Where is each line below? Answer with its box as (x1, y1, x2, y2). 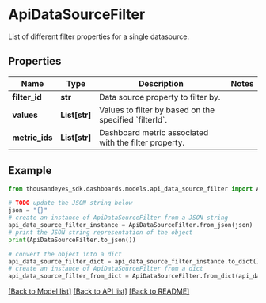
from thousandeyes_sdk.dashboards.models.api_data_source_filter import (8, 184, 253, 193)
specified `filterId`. (98, 114, 168, 125)
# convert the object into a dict (8, 250, 123, 258)
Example (8, 164, 52, 177)
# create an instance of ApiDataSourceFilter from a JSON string (8, 214, 228, 222)
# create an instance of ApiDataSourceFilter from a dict (8, 265, 203, 273)
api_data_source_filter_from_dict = (8, 272, 129, 280)
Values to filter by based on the (98, 104, 215, 116)
